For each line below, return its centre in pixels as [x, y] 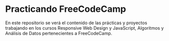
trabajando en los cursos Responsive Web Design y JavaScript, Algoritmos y [84, 28]
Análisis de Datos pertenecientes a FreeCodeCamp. [59, 33]
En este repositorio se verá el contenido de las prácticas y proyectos [76, 23]
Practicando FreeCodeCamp [66, 9]
